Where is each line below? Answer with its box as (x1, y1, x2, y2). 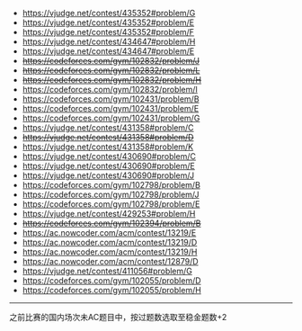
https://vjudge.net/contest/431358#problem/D (22, 132, 194, 142)
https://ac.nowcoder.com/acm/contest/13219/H (22, 246, 198, 257)
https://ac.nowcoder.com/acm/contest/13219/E (22, 228, 197, 237)
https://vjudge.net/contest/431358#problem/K (22, 141, 194, 152)
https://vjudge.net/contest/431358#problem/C (22, 122, 195, 133)
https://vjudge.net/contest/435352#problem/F (22, 27, 195, 37)
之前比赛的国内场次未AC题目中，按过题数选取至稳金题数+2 (9, 312, 227, 322)
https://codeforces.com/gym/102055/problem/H (22, 285, 202, 295)
